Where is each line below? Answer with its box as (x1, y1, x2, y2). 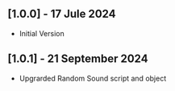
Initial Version (19, 28, 65, 38)
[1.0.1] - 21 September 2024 (7, 52, 148, 66)
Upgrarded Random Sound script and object (19, 73, 167, 83)
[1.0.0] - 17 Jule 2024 (7, 7, 116, 21)
